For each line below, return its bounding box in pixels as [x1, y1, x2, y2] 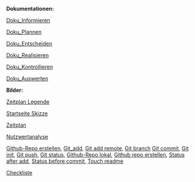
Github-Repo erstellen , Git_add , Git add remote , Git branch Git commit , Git [6, 145, 189, 152]
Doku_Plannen [6, 28, 42, 35]
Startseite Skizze [6, 110, 48, 117]
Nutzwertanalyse [6, 133, 49, 140]
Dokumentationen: [6, 5, 54, 12]
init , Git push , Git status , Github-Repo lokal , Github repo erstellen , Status [6, 151, 185, 158]
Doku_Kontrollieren [6, 63, 53, 70]
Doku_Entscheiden [6, 40, 53, 47]
